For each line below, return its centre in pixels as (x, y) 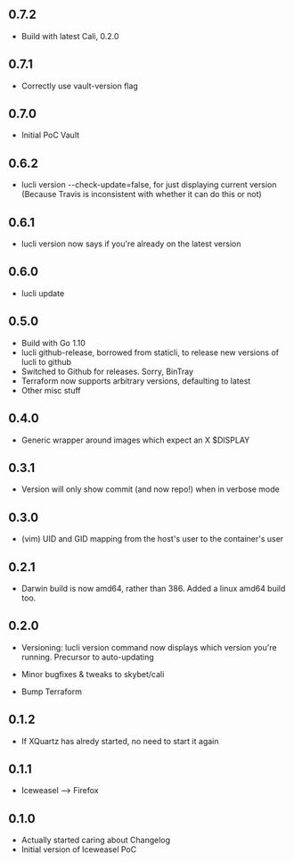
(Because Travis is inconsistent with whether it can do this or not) (141, 195)
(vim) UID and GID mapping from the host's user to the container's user (152, 539)
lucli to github (46, 361)
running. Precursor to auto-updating (88, 657)
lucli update (43, 293)
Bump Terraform (51, 692)
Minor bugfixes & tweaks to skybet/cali (93, 674)
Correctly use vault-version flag (80, 86)
